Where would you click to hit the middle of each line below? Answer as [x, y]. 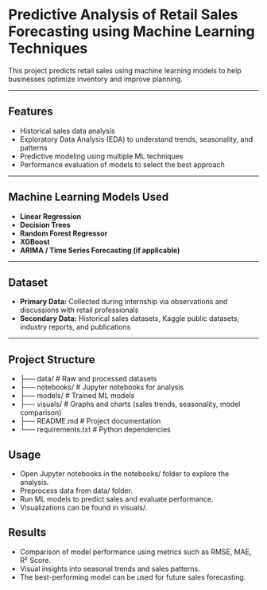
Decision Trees [45, 225]
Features [31, 112]
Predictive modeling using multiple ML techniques [102, 156]
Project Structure [52, 359]
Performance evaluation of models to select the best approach [122, 164]
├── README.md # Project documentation [90, 421]
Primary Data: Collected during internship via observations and [124, 302]
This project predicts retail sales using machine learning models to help [125, 70]
